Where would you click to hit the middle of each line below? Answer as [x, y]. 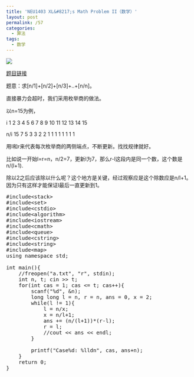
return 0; [33, 362]
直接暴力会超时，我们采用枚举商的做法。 [55, 98]
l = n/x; [56, 309]
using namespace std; [37, 256]
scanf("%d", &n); [56, 291]
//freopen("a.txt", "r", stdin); [67, 273]
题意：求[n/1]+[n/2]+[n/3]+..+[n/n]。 [51, 86]
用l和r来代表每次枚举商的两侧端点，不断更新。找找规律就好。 [80, 146]
